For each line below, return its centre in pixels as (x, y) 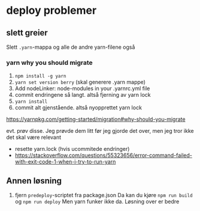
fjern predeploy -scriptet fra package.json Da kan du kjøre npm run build (104, 195)
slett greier (27, 33)
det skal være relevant (34, 137)
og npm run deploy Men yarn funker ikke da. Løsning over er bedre (97, 201)
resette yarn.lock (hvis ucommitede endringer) (72, 149)
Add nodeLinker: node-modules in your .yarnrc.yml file (82, 88)
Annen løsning (34, 181)
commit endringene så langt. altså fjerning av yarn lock (83, 95)
